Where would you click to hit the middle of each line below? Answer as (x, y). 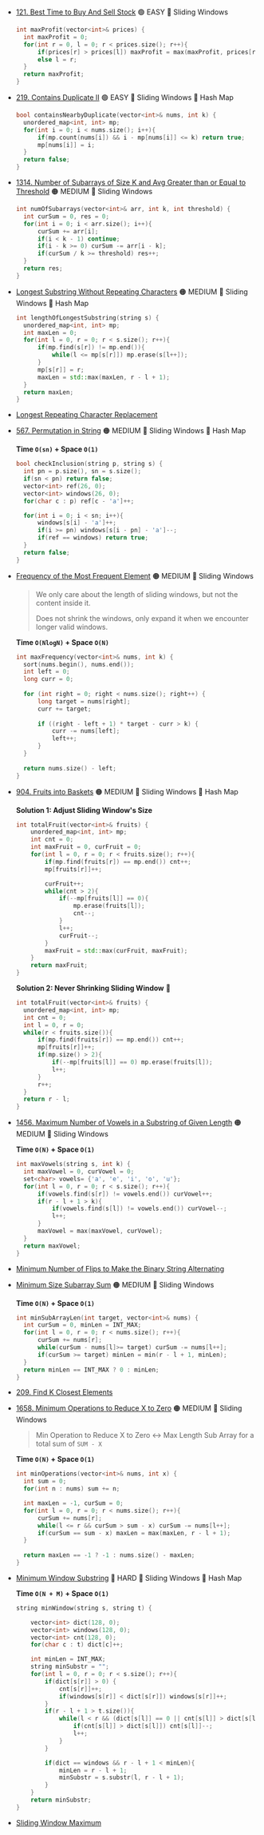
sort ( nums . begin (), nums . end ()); (79, 664)
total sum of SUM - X (69, 1444)
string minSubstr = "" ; (70, 1667)
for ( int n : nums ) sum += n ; (72, 1489)
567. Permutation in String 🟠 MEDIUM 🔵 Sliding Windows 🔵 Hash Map (131, 431)
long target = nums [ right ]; (84, 701)
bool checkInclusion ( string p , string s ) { (89, 464)
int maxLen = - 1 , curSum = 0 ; (73, 1503)
